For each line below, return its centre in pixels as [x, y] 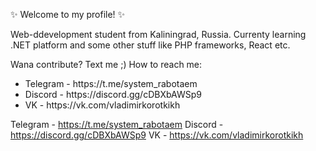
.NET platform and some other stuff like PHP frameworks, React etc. [150, 45]
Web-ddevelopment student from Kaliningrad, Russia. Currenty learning [158, 34]
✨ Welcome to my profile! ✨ [68, 14]
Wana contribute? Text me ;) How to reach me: [106, 64]
